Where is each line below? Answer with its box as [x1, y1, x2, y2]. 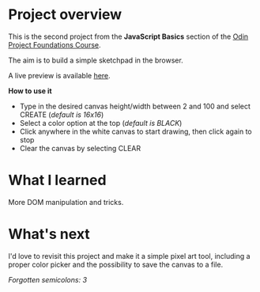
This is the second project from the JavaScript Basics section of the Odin [8, 32, 249, 41]
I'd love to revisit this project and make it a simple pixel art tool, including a [8, 251, 251, 260]
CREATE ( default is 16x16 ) [19, 109, 104, 119]
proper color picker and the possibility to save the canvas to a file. [8, 260, 224, 269]
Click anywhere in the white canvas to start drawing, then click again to [19, 127, 252, 136]
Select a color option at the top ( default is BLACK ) [19, 118, 183, 127]
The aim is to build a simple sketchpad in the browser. [8, 55, 183, 65]
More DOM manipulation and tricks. [8, 197, 124, 207]
